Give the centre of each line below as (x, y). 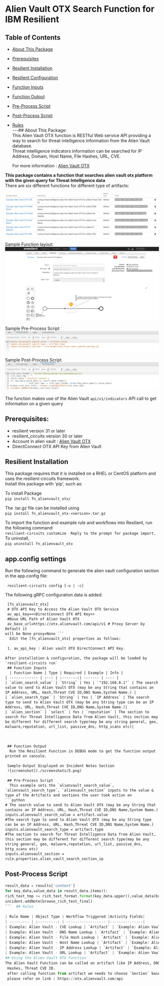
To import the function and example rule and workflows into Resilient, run (79, 523)
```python (15, 800)
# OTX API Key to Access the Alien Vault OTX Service (63, 609)
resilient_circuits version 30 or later (47, 436)
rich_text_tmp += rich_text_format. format (49, 896)
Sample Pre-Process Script (32, 328)
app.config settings (36, 559)
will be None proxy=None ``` (35, 634)
